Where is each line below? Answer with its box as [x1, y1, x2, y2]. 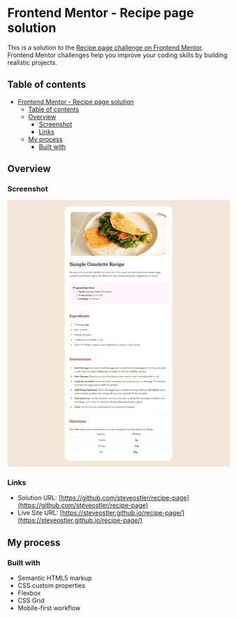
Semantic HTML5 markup [17, 574, 92, 583]
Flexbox [17, 589, 41, 598]
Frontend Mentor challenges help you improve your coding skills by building [7, 51, 228, 59]
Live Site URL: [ [17, 509, 63, 517]
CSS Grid [17, 596, 44, 605]
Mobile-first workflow [17, 604, 81, 612]
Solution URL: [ [17, 494, 61, 502]
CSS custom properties [17, 581, 86, 590]
